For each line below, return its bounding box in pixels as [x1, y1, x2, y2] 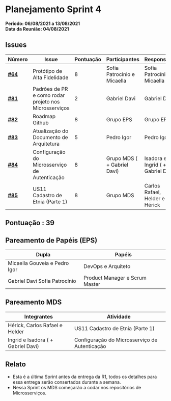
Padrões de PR [33, 85, 68, 92]
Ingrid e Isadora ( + [8, 336, 53, 343]
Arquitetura [33, 140, 60, 147]
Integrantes [24, 313, 53, 320]
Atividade [106, 313, 131, 320]
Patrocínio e [106, 70, 135, 77]
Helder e [144, 195, 165, 202]
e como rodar [33, 92, 65, 99]
